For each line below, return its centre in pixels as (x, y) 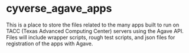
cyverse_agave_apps (59, 9)
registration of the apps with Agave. (50, 44)
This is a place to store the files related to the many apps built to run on (93, 25)
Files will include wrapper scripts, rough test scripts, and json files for (91, 37)
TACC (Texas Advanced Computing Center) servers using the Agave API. (95, 31)
